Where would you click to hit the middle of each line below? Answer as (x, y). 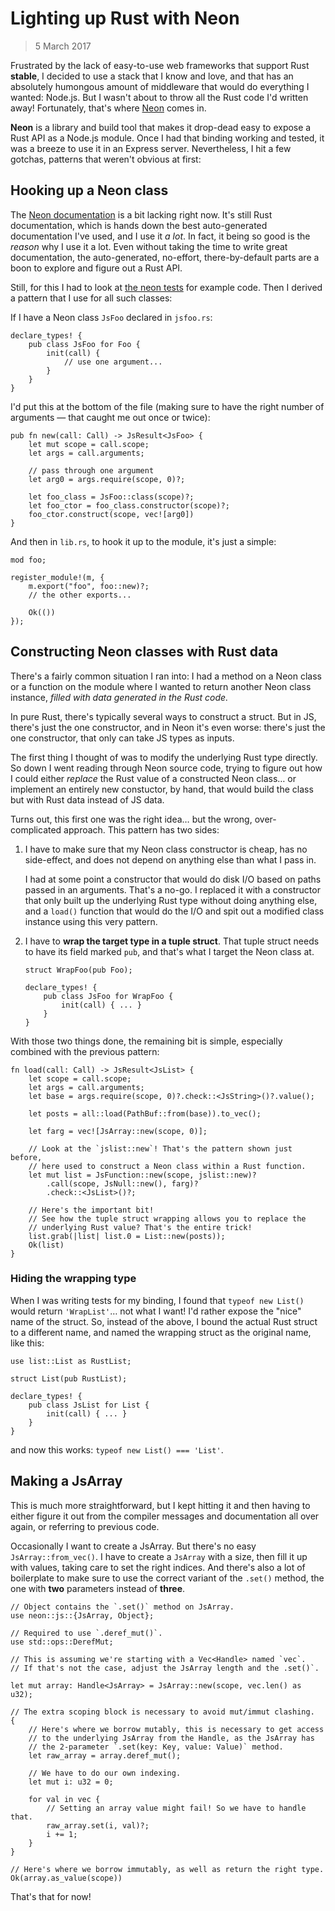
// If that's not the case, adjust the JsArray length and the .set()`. (165, 1668)
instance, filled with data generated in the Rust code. (119, 697)
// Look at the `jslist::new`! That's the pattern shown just (160, 1148)
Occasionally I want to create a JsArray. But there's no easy (133, 1546)
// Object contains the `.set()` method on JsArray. (122, 1607)
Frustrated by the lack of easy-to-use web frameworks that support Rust (160, 65)
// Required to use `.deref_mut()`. (86, 1633)
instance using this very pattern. (91, 921)
